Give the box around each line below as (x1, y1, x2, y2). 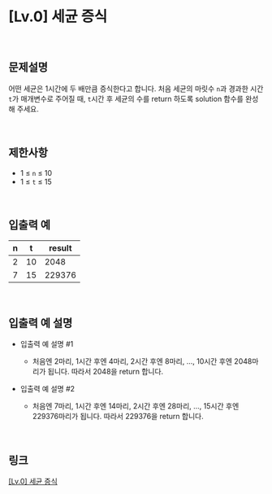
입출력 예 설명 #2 (19, 384, 76, 394)
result (48, 243, 72, 254)
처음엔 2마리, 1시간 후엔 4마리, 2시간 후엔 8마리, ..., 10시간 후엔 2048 (32, 356, 253, 366)
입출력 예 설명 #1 (19, 339, 74, 349)
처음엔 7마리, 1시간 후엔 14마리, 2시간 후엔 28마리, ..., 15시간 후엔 (32, 401, 240, 411)
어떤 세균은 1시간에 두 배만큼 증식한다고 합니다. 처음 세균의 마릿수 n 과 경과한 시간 (8, 83, 264, 94)
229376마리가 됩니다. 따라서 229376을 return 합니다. (32, 412, 205, 422)
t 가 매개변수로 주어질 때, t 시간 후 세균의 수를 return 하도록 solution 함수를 (8, 94, 244, 103)
